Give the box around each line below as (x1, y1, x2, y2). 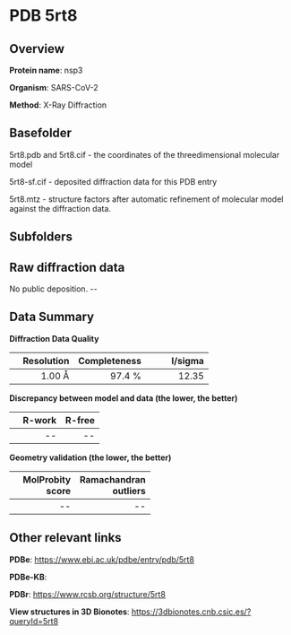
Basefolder (9, 126, 73, 141)
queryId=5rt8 (9, 615, 59, 626)
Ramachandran (79, 473, 146, 485)
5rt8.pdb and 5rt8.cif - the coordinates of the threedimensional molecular (9, 149, 280, 160)
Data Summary (9, 309, 95, 325)
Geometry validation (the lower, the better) (9, 452, 172, 463)
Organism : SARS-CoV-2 (9, 83, 98, 92)
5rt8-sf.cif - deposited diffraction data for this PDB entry (9, 176, 218, 187)
